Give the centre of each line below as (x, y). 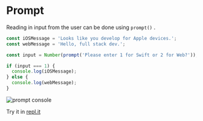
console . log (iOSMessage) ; (44, 71)
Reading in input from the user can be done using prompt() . (81, 27)
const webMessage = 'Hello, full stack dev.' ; (66, 44)
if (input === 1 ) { (31, 66)
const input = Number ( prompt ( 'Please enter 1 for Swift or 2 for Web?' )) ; (102, 55)
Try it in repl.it (24, 111)
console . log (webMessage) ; (44, 83)
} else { (17, 77)
